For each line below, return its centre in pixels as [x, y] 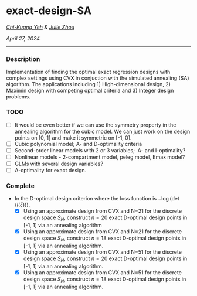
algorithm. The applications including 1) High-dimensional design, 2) [89, 84]
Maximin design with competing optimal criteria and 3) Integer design [90, 91]
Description [23, 59]
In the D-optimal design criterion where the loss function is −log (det [97, 199]
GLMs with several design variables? [59, 164]
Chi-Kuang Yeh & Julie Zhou [40, 27]
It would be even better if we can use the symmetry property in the [95, 125]
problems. [18, 97]
